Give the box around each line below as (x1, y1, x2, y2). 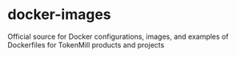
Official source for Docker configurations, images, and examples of (7, 32, 229, 41)
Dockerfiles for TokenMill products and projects (7, 40, 165, 49)
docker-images (7, 6, 111, 24)
